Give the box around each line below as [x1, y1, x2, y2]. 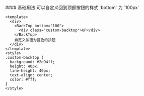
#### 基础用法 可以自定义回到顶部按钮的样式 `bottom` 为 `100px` [5, 5, 139, 11]
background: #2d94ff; [10, 59, 55, 64]
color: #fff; [10, 77, 37, 82]
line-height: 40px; [10, 68, 51, 73]
